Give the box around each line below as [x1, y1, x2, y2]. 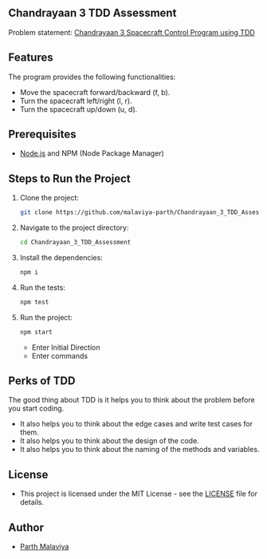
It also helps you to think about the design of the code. [19, 436, 199, 446]
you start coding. [8, 403, 65, 414]
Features [8, 51, 53, 65]
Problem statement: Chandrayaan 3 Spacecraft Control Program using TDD [8, 27, 255, 37]
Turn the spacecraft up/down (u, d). [19, 104, 138, 114]
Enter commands [31, 351, 88, 360]
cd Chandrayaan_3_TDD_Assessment [19, 239, 132, 247]
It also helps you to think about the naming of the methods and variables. [19, 445, 260, 454]
